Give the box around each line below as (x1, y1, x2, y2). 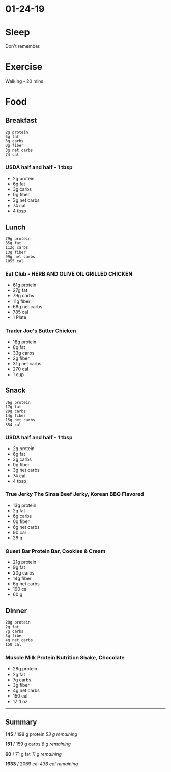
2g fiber (12, 355, 30, 361)
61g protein (12, 282, 37, 288)
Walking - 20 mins (5, 78, 44, 84)
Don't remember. (5, 43, 41, 49)
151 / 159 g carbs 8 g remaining (5, 741, 71, 748)
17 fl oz (12, 698, 28, 704)
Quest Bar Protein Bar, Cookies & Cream (5, 547, 106, 555)
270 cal (12, 366, 29, 372)
